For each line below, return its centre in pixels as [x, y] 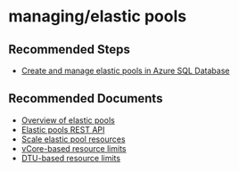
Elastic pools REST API [63, 129]
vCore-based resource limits [74, 148]
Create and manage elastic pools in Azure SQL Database [125, 70]
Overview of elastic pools [68, 120]
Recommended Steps [69, 49]
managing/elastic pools [98, 16]
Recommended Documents [86, 98]
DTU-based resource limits [71, 158]
